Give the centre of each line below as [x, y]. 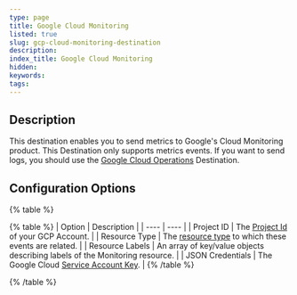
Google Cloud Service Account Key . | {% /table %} [102, 265]
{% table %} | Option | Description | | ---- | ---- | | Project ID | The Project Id [148, 227]
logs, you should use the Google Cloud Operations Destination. [124, 160]
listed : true [33, 34]
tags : [19, 84]
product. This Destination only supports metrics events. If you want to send [147, 151]
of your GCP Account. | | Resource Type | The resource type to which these [148, 236]
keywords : [28, 76]
